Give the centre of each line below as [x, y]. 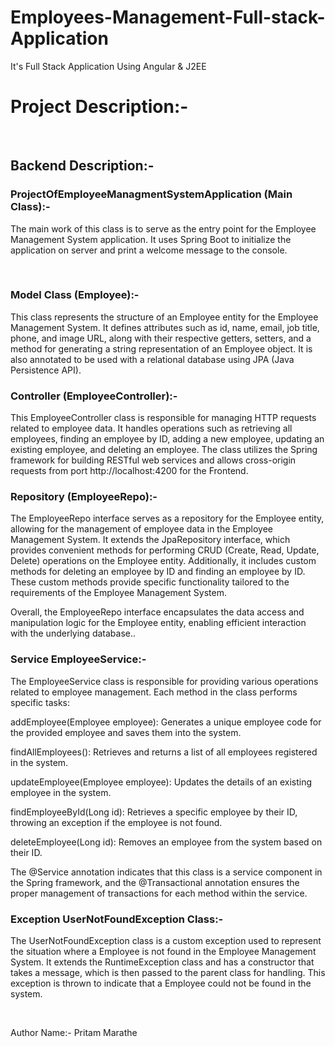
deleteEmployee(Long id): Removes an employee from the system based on [166, 842]
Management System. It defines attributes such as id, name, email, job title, [165, 327]
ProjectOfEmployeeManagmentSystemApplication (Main [151, 194]
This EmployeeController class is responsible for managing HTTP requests [163, 418]
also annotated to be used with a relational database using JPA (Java [152, 359]
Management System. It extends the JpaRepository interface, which [150, 540]
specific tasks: [40, 702]
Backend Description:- [82, 166]
